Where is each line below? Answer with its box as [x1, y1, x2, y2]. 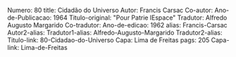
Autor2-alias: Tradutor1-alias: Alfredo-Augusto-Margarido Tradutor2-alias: [7, 28, 223, 37]
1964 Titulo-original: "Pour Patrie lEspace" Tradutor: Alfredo [53, 13, 228, 22]
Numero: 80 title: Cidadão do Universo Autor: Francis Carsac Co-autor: [7, 6, 213, 14]
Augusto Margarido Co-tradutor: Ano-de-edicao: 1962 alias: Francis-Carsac [7, 21, 228, 29]
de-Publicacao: [7, 13, 52, 22]
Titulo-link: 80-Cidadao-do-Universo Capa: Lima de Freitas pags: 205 [7, 36, 210, 44]
